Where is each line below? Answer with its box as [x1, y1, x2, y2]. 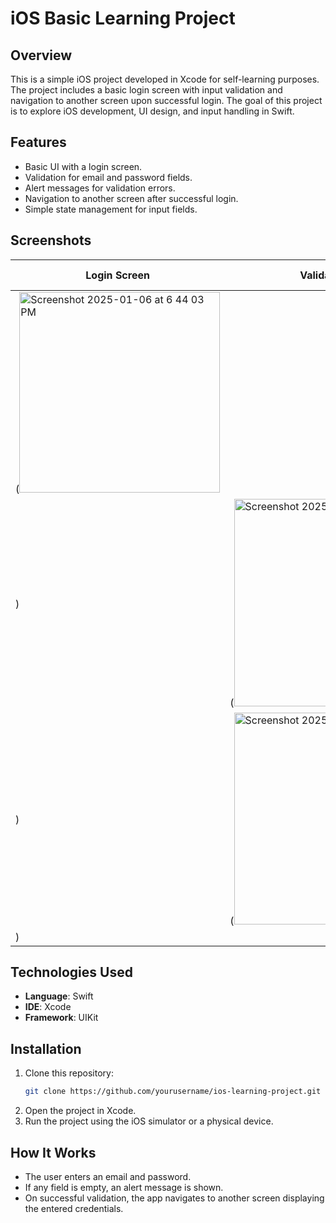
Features [10, 134, 67, 151]
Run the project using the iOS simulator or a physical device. [24, 1115, 274, 1127]
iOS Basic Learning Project [10, 7, 236, 30]
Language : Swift [24, 990, 94, 1002]
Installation [10, 1040, 82, 1057]
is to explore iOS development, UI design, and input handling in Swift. [10, 105, 295, 117]
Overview [10, 47, 73, 64]
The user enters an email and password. [24, 1170, 192, 1182]
